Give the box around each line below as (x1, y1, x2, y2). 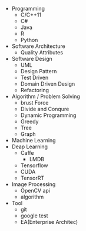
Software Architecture (11, 43, 66, 50)
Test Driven (20, 74, 49, 81)
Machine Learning (11, 137, 56, 144)
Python (20, 37, 38, 43)
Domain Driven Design (20, 80, 75, 87)
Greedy (20, 118, 39, 125)
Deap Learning (11, 143, 48, 150)
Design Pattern (20, 68, 57, 74)
